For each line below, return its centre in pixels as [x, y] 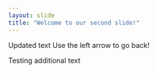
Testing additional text [44, 60]
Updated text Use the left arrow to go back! [79, 45]
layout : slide [32, 15]
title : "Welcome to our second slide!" [74, 23]
